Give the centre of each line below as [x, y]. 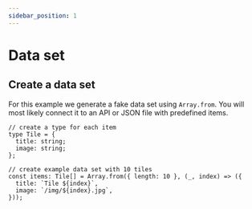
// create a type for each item [62, 127]
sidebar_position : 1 [43, 16]
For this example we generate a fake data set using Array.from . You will [126, 104]
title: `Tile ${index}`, [57, 183]
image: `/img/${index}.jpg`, [64, 190]
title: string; [41, 141]
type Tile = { [32, 134]
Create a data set [52, 85]
